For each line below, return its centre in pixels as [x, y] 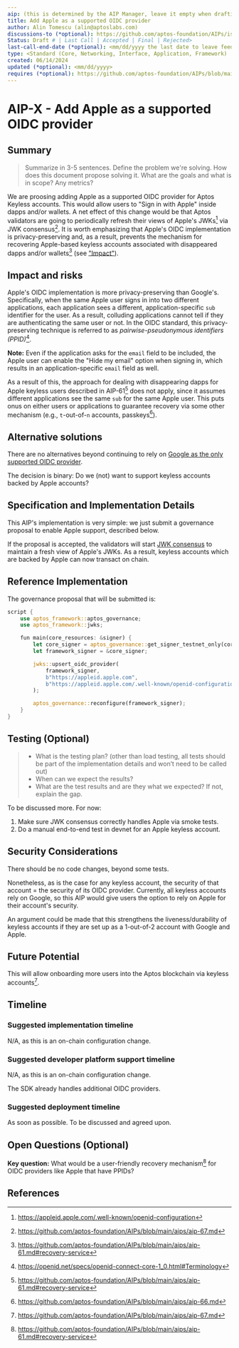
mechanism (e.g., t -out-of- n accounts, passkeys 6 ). [83, 414]
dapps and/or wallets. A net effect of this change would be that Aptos [109, 212]
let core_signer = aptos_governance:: [90, 645]
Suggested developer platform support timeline [91, 1059]
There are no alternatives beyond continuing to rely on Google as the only [115, 454]
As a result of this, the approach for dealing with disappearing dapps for [113, 381]
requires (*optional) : [41, 73]
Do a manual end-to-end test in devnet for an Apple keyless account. [119, 829]
